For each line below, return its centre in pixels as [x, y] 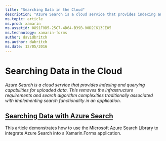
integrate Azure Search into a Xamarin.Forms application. [63, 133]
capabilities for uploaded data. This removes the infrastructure [69, 90]
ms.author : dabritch [26, 42]
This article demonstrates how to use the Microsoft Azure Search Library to [82, 128]
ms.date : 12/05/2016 [26, 47]
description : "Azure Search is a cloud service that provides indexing [80, 14]
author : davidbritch [26, 38]
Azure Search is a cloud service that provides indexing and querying [75, 85]
